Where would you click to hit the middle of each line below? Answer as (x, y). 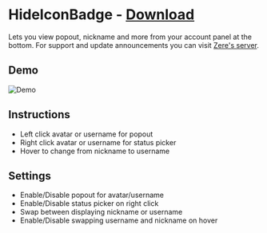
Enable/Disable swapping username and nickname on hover (119, 220)
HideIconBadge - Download (102, 15)
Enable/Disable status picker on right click (89, 203)
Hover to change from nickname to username (95, 151)
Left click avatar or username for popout (86, 134)
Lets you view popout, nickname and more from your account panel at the (130, 37)
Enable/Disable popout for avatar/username (92, 195)
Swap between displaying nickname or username (101, 212)
